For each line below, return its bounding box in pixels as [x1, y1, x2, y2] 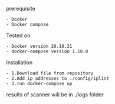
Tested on [6, 32, 31, 39]
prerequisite [6, 5, 35, 12]
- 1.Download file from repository [6, 70, 94, 76]
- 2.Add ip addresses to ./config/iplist [6, 76, 110, 82]
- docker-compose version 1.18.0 [6, 48, 88, 54]
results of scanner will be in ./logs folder [6, 91, 104, 98]
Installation [6, 59, 33, 66]
